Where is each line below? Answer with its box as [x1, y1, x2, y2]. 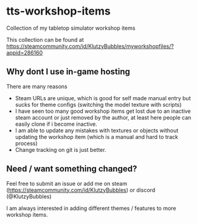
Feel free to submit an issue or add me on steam [6, 180, 128, 187]
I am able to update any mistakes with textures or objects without [15, 126, 179, 134]
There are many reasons [6, 83, 68, 90]
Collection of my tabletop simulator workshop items [6, 24, 136, 32]
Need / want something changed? [6, 164, 137, 174]
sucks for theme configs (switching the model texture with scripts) [15, 101, 182, 108]
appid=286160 [6, 49, 43, 56]
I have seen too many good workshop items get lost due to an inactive [15, 107, 192, 115]
